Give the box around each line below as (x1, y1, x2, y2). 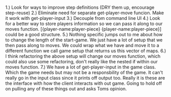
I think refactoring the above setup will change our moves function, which (5, 53, 161, 59)
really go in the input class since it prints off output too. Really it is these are (5, 75, 165, 81)
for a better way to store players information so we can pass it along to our (5, 20, 163, 27)
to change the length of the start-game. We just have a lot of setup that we (5, 37, 163, 43)
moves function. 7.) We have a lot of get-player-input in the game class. (5, 64, 156, 70)
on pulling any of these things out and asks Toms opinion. (5, 86, 127, 91)
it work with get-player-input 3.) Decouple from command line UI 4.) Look (5, 15, 160, 21)
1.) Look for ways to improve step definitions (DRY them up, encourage (5, 5, 155, 10)
